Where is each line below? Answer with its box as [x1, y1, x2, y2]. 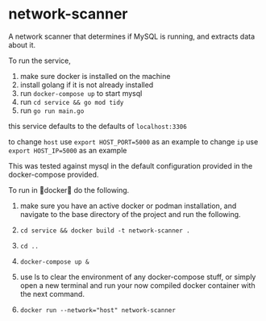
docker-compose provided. [8, 169, 99, 179]
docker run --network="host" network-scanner [19, 306, 176, 315]
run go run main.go [19, 106, 85, 115]
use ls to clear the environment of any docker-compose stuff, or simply [19, 272, 256, 281]
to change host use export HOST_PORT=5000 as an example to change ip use [8, 136, 259, 146]
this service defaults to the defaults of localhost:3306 [8, 121, 187, 131]
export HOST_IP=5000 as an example [8, 145, 127, 155]
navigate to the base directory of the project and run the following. [19, 209, 241, 219]
